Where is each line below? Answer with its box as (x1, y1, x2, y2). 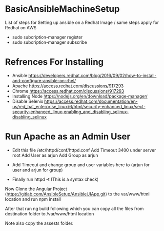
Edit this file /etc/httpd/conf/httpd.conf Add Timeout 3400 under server (12, 147, 156, 153)
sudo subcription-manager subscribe (12, 39, 87, 45)
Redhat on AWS (5, 24, 37, 30)
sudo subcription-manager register (12, 34, 83, 40)
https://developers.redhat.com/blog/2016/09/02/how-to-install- (28, 72, 157, 78)
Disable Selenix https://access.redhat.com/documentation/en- (12, 98, 138, 104)
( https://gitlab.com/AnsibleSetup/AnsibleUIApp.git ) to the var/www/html (5, 191, 150, 197)
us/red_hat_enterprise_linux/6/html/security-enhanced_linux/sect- (12, 103, 145, 109)
